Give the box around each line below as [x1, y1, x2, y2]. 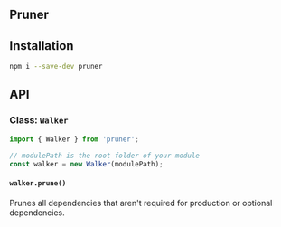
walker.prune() [9, 178, 67, 188]
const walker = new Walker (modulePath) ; [9, 159, 164, 168]
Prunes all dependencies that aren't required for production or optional [9, 197, 273, 208]
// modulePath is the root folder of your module [9, 151, 201, 160]
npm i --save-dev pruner [9, 62, 103, 71]
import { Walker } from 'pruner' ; [9, 135, 140, 144]
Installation [9, 38, 74, 53]
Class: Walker [9, 114, 69, 127]
